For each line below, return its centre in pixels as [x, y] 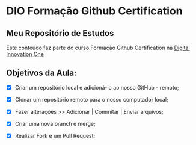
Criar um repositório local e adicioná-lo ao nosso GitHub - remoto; [97, 87]
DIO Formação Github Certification [94, 11]
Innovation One [25, 54]
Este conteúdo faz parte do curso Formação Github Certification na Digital [98, 48]
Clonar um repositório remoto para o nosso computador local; [91, 99]
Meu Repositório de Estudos [60, 33]
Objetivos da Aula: [41, 73]
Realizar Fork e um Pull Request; [55, 136]
